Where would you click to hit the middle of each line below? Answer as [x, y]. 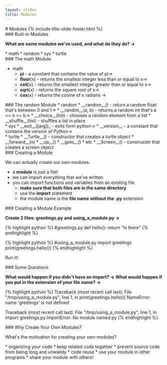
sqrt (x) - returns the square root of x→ [60, 89]
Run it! [12, 257]
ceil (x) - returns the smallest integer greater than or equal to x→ [85, 84]
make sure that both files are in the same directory [73, 187]
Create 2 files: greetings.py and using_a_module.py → [62, 217]
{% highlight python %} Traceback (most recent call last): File [69, 292]
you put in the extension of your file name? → [53, 282]
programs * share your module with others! [49, 357]
